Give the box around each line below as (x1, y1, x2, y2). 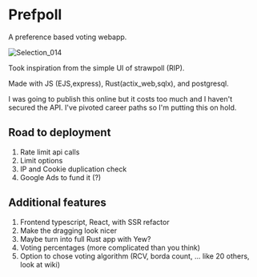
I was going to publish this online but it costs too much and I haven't (8, 94, 233, 103)
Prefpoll (8, 6, 62, 24)
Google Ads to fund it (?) (19, 172, 102, 182)
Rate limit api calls (19, 147, 80, 157)
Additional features (8, 196, 106, 210)
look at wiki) (19, 259, 61, 269)
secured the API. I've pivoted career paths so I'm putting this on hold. (8, 102, 237, 112)
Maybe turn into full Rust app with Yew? (19, 234, 151, 243)
